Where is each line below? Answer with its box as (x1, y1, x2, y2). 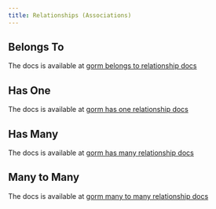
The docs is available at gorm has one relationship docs (8, 105, 189, 114)
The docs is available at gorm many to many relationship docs (8, 191, 209, 200)
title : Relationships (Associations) (8, 11, 132, 20)
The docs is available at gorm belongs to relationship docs (8, 61, 197, 70)
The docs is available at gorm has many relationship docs (8, 148, 194, 157)
